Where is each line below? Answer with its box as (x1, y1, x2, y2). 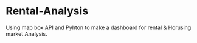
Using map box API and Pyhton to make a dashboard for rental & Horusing (5, 24, 192, 31)
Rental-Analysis (5, 4, 89, 18)
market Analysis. (5, 30, 47, 37)
